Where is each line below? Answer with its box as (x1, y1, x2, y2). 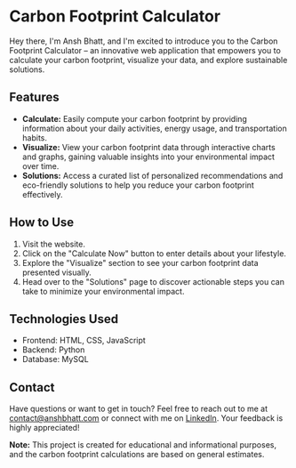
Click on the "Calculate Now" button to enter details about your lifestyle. (21, 247, 287, 259)
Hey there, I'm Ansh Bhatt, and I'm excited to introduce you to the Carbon (9, 36, 278, 46)
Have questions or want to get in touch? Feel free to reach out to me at (9, 403, 268, 415)
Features (9, 90, 60, 105)
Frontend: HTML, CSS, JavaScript (21, 335, 147, 346)
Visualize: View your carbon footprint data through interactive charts (21, 141, 276, 152)
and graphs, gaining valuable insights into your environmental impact (21, 151, 276, 162)
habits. (21, 132, 47, 143)
